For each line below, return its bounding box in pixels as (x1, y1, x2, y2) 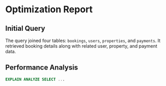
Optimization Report (5, 4, 93, 15)
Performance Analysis (5, 63, 78, 72)
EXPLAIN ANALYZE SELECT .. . (5, 77, 65, 82)
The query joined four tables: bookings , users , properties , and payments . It (5, 37, 161, 44)
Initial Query (5, 24, 45, 33)
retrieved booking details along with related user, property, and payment (5, 43, 157, 49)
